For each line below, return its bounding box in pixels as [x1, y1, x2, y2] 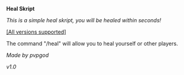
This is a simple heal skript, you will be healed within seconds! [6, 17, 162, 23]
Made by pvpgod [6, 52, 49, 59]
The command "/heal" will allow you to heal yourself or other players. [6, 40, 179, 47]
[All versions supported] [6, 28, 66, 35]
